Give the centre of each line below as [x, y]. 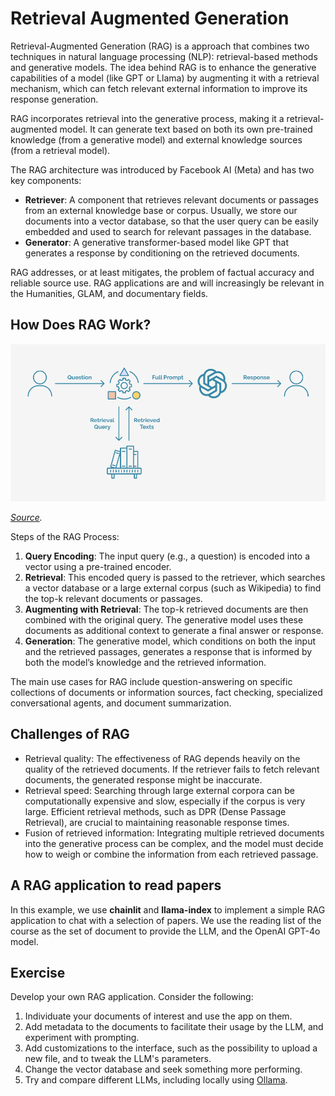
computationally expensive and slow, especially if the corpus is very [165, 801]
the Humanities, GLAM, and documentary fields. [109, 293]
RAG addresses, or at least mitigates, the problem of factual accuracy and [162, 272]
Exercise [38, 973]
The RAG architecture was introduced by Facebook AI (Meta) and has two [162, 169]
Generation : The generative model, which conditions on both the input [170, 641]
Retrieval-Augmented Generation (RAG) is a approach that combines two [160, 46]
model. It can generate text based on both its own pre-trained [186, 129]
